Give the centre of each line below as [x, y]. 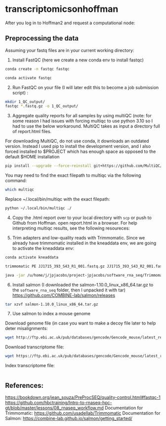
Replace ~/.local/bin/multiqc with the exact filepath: [58, 199]
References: [24, 385]
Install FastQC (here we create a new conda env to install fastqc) [78, 60]
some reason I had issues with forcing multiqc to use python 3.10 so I [83, 121]
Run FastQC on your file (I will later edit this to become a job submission [85, 87]
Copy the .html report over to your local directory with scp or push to [82, 217]
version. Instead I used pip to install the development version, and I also [78, 146]
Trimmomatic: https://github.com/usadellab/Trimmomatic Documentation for [83, 413]
